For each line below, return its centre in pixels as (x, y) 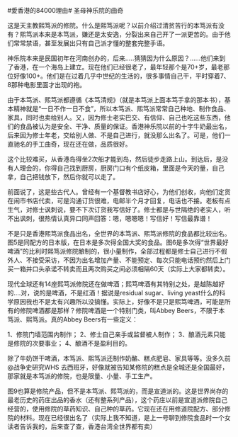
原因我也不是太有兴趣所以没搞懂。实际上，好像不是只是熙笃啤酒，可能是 (119, 302)
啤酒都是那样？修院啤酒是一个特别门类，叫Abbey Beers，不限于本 (128, 311)
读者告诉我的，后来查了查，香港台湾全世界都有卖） (82, 426)
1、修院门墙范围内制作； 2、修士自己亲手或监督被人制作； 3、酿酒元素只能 (117, 334)
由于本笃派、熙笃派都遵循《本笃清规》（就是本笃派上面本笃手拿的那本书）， (116, 100)
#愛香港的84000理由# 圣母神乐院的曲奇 (66, 10)
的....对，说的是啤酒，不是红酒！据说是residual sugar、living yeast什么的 (113, 293)
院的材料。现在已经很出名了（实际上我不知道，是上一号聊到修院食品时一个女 (119, 418)
